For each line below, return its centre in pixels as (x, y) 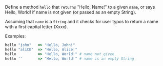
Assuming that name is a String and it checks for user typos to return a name (82, 22)
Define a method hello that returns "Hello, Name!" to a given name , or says (80, 7)
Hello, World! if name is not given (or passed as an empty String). (71, 12)
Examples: (15, 36)
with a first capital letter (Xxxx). (37, 27)
